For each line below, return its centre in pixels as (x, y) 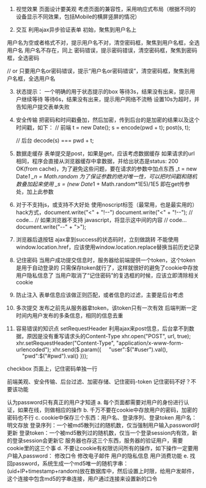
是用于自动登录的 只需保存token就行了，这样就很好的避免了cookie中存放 (107, 268)
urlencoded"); (33, 349)
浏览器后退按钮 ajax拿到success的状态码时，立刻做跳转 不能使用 (97, 239)
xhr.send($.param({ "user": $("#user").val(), (110, 349)
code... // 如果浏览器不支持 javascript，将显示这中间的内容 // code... (101, 220)
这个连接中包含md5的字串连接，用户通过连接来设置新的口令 (82, 479)
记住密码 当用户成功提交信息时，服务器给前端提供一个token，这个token (106, 260)
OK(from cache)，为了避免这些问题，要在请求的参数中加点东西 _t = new (106, 169)
